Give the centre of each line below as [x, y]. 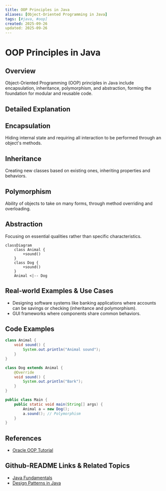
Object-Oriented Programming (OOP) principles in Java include [70, 83]
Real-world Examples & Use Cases [59, 291]
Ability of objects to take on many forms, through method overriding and [79, 203]
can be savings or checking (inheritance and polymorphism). [75, 308]
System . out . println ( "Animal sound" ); [62, 350]
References [23, 438]
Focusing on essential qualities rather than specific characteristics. [73, 236]
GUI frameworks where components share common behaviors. [77, 313]
